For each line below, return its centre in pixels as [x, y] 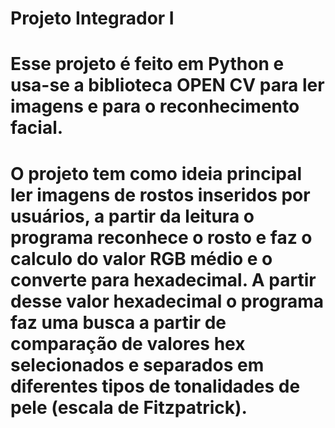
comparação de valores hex [128, 343]
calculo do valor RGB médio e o [141, 258]
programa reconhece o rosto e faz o [161, 237]
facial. [37, 128]
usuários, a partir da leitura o [132, 216]
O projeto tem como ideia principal [156, 173]
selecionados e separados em [137, 364]
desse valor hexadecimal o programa [167, 301]
